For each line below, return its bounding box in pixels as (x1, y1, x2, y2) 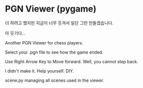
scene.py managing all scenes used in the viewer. (5, 77, 104, 83)
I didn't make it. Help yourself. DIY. (5, 68, 74, 73)
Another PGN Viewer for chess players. (5, 40, 83, 45)
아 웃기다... (5, 30, 26, 36)
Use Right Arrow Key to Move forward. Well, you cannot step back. (5, 59, 139, 64)
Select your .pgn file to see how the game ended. (5, 49, 103, 55)
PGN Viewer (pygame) (5, 3, 96, 15)
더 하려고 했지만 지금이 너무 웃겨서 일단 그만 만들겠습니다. (5, 20, 114, 26)
